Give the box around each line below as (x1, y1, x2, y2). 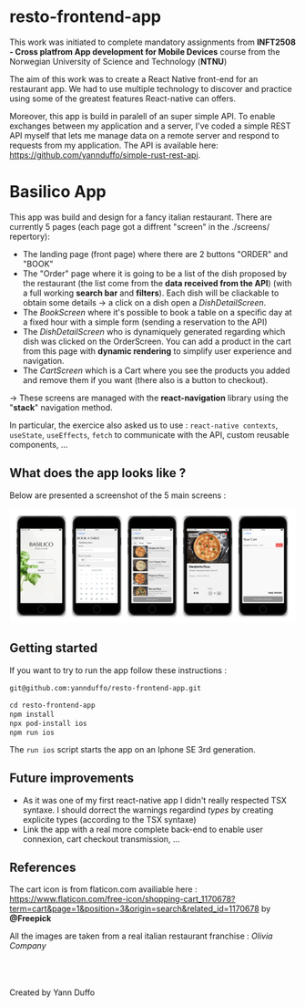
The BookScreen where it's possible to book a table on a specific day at (22, 306, 292, 317)
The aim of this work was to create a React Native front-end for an (9, 73, 259, 84)
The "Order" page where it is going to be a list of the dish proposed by (22, 267, 288, 279)
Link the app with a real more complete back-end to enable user (22, 824, 264, 835)
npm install (9, 710, 55, 719)
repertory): (9, 231, 50, 242)
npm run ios (9, 728, 55, 737)
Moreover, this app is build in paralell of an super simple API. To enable (9, 110, 276, 121)
